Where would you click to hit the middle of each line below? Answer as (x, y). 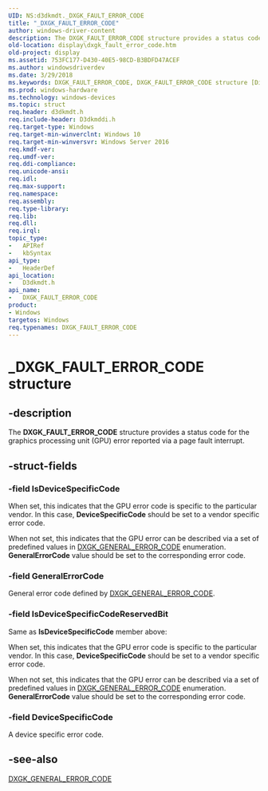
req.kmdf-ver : (32, 149)
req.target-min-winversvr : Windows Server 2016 (89, 142)
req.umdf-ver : (32, 156)
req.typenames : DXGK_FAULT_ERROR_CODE (73, 327)
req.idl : (23, 179)
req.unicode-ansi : (39, 172)
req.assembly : (32, 201)
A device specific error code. (56, 734)
